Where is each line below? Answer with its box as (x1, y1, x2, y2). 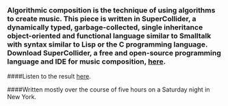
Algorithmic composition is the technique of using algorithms (7, 5, 216, 15)
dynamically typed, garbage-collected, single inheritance (7, 23, 203, 32)
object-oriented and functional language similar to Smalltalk (7, 31, 212, 40)
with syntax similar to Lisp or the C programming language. (7, 40, 207, 49)
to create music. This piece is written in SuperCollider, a (7, 14, 197, 23)
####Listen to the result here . (7, 72, 91, 81)
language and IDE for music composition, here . (7, 57, 166, 66)
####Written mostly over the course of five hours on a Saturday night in (7, 85, 210, 94)
